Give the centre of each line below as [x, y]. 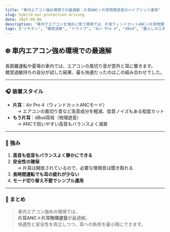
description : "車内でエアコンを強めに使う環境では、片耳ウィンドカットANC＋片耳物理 [85, 24]
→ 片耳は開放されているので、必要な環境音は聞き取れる [75, 168]
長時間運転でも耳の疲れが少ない [46, 174]
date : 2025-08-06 [24, 19]
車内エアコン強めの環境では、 [49, 211]
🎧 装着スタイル [25, 91]
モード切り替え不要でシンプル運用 [48, 180]
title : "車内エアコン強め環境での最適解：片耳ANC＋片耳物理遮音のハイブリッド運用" [83, 10]
